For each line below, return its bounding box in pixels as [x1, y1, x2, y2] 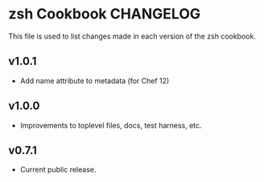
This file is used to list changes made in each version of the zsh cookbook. [8, 31, 256, 41]
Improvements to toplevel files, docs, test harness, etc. [19, 120, 203, 130]
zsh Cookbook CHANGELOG [8, 5, 201, 23]
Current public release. [19, 165, 97, 175]
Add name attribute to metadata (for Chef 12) [19, 75, 170, 85]
